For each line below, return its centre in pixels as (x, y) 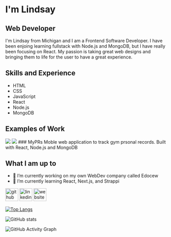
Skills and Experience (40, 73)
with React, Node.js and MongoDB (41, 147)
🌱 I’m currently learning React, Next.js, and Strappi (66, 181)
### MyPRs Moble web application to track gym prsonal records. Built (92, 142)
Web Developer (30, 28)
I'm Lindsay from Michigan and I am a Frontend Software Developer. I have (84, 41)
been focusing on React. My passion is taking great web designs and (78, 52)
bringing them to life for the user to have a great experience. (69, 57)
